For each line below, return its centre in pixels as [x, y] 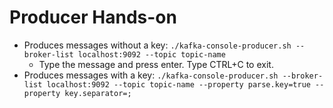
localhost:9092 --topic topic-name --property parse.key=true [178, 84]
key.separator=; [98, 93]
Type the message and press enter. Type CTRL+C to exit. [156, 64]
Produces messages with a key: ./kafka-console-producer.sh [151, 75]
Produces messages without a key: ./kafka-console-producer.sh [157, 45]
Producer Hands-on [93, 17]
